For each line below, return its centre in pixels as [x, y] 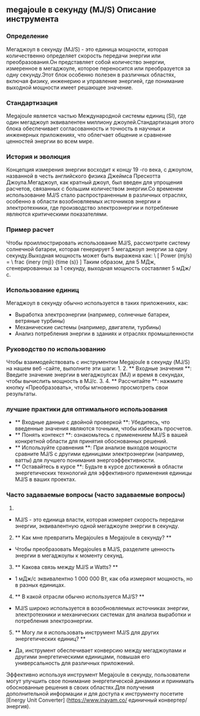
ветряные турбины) [40, 321]
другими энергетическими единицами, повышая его [82, 656]
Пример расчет [30, 230]
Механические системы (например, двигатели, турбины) [88, 327]
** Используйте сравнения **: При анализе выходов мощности [96, 448]
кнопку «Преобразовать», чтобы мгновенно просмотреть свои [87, 387]
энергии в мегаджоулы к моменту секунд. [69, 555]
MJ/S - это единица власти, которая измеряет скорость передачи [99, 519]
